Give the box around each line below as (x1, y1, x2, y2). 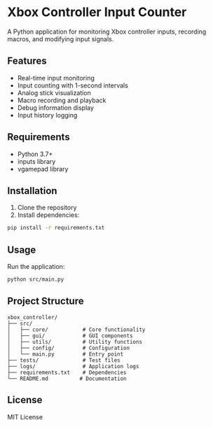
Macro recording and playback (17, 96, 106, 104)
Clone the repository (17, 204, 77, 212)
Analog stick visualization (17, 88, 91, 97)
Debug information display (17, 103, 95, 112)
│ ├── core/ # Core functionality (7, 326, 146, 333)
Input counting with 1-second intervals (17, 81, 128, 90)
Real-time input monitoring (17, 73, 95, 82)
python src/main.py (7, 276, 64, 283)
